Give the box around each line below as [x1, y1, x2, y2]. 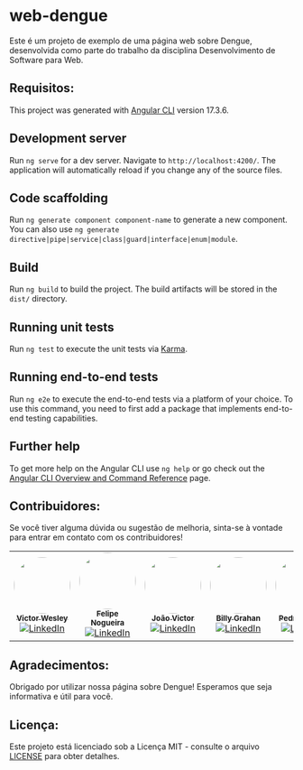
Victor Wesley [16, 613, 69, 624]
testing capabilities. [25, 413, 98, 423]
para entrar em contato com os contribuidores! [9, 532, 183, 543]
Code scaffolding [9, 190, 108, 206]
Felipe [96, 608, 119, 619]
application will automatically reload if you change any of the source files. [9, 164, 282, 175]
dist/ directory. [9, 293, 68, 304]
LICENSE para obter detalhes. [9, 751, 120, 762]
